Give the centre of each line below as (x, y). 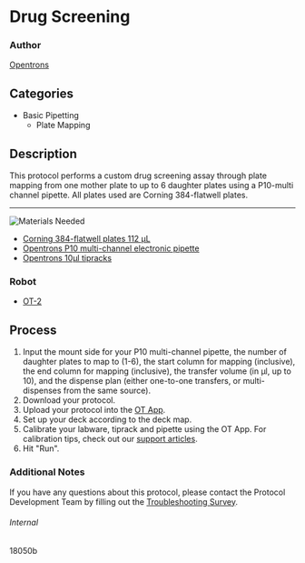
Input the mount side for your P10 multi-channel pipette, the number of (155, 352)
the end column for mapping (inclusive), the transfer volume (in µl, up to (157, 371)
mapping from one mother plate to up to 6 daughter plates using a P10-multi (152, 186)
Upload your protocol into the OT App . (94, 410)
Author (25, 45)
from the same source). (107, 391)
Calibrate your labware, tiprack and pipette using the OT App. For (144, 429)
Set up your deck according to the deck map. (107, 419)
